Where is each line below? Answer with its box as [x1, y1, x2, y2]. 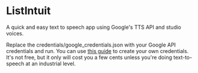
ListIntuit [6, 4, 51, 18]
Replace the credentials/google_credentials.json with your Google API [6, 41, 176, 48]
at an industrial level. [25, 60, 76, 67]
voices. [6, 29, 24, 36]
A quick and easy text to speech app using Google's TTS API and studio [6, 24, 181, 31]
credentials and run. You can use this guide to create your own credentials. [6, 47, 189, 54]
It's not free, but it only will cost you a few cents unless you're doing [6, 54, 173, 61]
